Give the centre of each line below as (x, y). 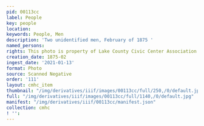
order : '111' (23, 79)
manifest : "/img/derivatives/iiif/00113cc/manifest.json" (81, 102)
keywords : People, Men (35, 35)
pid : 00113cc (23, 12)
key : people (21, 23)
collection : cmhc (28, 108)
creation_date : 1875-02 (36, 57)
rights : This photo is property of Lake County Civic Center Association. (103, 51)
